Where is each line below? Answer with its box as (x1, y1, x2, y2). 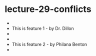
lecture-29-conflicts (4, 3, 91, 15)
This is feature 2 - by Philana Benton (11, 41, 87, 47)
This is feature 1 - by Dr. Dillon (11, 25, 74, 31)
